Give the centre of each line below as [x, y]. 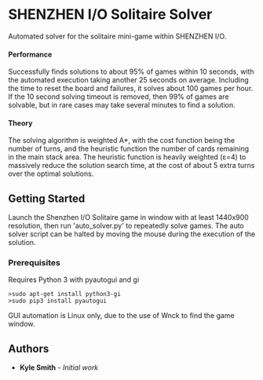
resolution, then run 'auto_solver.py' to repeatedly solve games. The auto [126, 226]
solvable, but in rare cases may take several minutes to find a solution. [122, 105]
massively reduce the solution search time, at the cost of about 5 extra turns [131, 166]
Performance [30, 54]
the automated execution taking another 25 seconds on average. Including [128, 80]
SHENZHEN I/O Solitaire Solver [110, 15]
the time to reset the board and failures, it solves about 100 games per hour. [131, 89]
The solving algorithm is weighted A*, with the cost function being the [122, 141]
